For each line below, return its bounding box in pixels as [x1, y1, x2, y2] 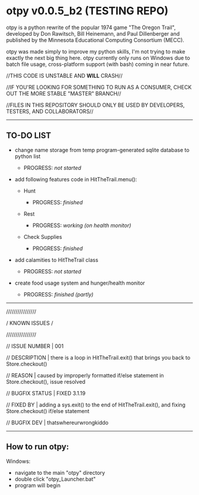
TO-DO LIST [6, 131, 52, 141]
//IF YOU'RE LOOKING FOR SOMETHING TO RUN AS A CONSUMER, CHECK [6, 83, 192, 90]
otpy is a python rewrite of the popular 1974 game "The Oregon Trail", [6, 24, 176, 31]
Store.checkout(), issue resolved [6, 378, 86, 385]
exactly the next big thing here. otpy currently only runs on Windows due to [6, 54, 191, 61]
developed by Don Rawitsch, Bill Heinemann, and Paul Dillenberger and [6, 30, 180, 37]
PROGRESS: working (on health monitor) [32, 222, 131, 229]
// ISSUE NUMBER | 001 [6, 342, 64, 349]
